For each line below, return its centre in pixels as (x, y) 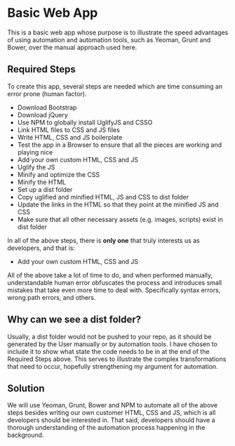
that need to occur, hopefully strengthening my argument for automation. (113, 366)
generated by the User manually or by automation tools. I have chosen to (112, 344)
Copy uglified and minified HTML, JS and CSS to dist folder (103, 197)
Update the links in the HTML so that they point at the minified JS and (118, 204)
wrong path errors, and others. (52, 297)
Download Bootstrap (47, 107)
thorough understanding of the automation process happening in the (106, 428)
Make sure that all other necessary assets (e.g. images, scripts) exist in (120, 219)
